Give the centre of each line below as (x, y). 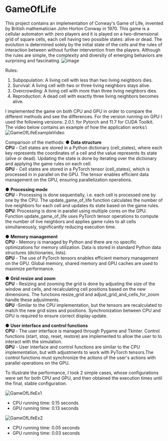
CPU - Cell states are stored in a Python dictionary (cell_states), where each (84, 147)
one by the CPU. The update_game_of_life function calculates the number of (84, 200)
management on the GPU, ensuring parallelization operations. (69, 180)
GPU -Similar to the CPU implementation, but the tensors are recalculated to (84, 305)
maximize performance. (30, 269)
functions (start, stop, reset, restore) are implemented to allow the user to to (83, 336)
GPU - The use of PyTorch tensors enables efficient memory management (82, 258)
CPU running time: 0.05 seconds (46, 427)
